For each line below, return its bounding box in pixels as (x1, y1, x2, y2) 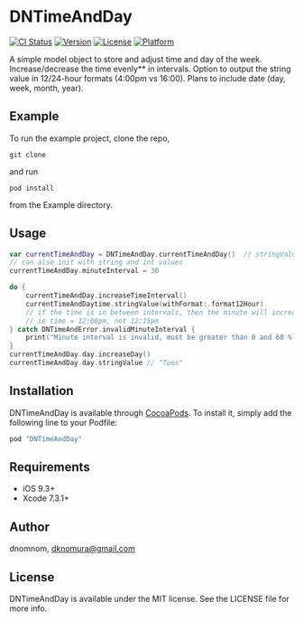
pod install (9, 183, 54, 193)
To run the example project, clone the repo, (9, 133, 170, 144)
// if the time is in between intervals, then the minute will (25, 307, 269, 317)
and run (9, 165, 39, 177)
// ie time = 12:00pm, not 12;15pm (25, 316, 160, 325)
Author (9, 519, 50, 534)
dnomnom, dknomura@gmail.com (9, 543, 135, 554)
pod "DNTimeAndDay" (9, 434, 83, 444)
